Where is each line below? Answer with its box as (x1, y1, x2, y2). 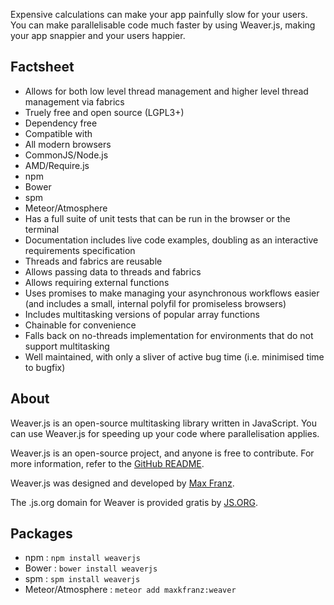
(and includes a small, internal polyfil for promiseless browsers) (24, 297, 287, 309)
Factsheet (10, 59, 75, 76)
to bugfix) (24, 361, 66, 373)
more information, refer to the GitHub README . (10, 457, 205, 469)
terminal (24, 223, 60, 235)
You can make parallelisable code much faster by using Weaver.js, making (10, 19, 316, 31)
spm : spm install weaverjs (24, 573, 141, 585)
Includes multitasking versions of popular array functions (24, 308, 260, 320)
